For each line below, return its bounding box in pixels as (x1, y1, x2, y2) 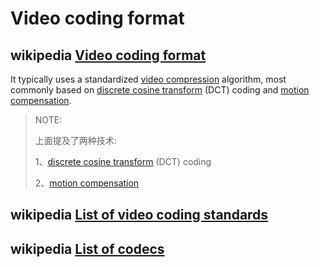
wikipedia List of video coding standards (10, 207, 269, 224)
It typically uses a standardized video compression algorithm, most (10, 73, 287, 85)
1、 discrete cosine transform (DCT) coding (34, 156, 212, 167)
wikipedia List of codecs (10, 240, 165, 257)
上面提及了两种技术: (34, 135, 117, 146)
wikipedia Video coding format (10, 47, 207, 64)
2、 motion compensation (34, 177, 140, 189)
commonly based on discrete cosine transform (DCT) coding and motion (10, 84, 310, 96)
